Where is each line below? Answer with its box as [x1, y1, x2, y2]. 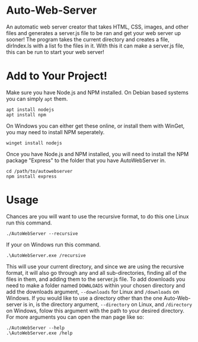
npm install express [6, 173, 58, 179]
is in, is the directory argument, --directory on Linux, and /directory [23, 300, 193, 308]
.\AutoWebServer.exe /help [6, 330, 73, 336]
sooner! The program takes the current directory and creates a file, [6, 36, 170, 43]
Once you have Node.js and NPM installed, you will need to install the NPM [6, 150, 189, 157]
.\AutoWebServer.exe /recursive [6, 252, 86, 258]
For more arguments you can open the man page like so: [6, 313, 144, 321]
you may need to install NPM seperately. [6, 128, 105, 135]
